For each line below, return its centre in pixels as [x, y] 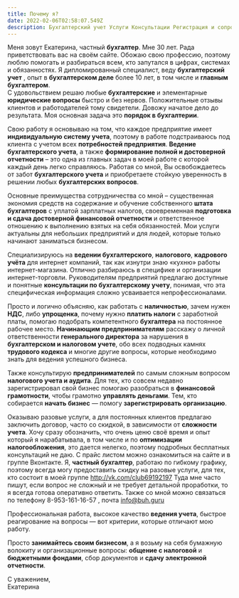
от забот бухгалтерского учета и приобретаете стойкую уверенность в [117, 174]
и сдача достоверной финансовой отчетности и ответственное [106, 218]
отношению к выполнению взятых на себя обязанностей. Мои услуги [113, 226]
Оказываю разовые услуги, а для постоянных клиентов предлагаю [110, 417]
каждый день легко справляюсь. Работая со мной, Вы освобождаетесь [117, 167]
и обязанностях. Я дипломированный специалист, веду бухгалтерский [116, 70]
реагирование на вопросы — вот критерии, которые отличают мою [110, 522]
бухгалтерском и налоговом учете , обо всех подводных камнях [107, 344]
